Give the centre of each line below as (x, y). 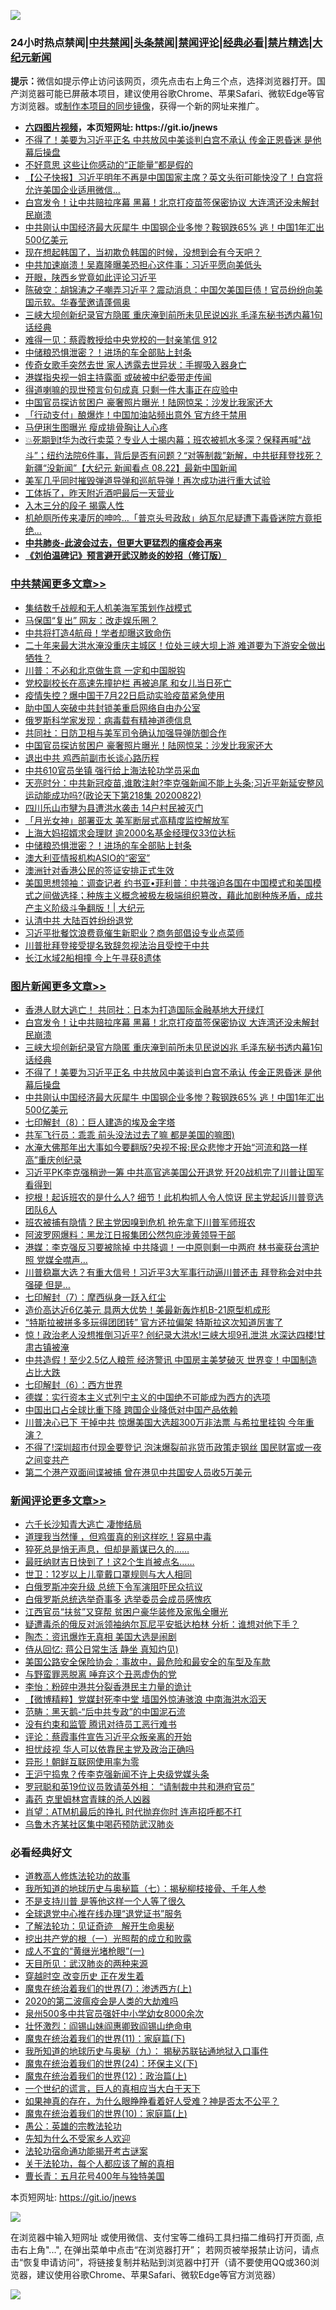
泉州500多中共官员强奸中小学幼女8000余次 (114, 2014)
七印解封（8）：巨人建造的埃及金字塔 (100, 1122)
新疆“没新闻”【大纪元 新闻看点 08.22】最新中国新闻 (131, 468)
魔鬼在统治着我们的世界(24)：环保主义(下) (111, 2064)
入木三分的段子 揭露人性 (74, 506)
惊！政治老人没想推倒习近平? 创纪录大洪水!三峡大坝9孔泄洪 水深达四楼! (170, 1334)
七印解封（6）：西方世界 (73, 1384)
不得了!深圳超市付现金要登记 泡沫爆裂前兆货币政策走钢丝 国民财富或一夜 (173, 1447)
